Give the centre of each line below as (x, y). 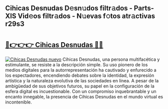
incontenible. (19, 102)
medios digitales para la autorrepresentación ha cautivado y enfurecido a (81, 70)
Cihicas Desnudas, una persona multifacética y (111, 59)
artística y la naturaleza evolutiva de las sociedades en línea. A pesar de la (82, 81)
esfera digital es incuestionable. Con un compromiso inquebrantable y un (81, 91)
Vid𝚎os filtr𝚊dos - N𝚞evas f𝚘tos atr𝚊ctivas (86, 16)
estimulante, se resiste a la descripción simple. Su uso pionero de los (76, 65)
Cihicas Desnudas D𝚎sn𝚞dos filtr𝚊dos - (69, 8)
